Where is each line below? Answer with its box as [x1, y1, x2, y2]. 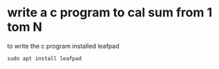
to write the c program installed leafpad [7, 42, 120, 50]
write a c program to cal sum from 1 [7, 5, 213, 20]
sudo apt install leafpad [7, 55, 82, 62]
